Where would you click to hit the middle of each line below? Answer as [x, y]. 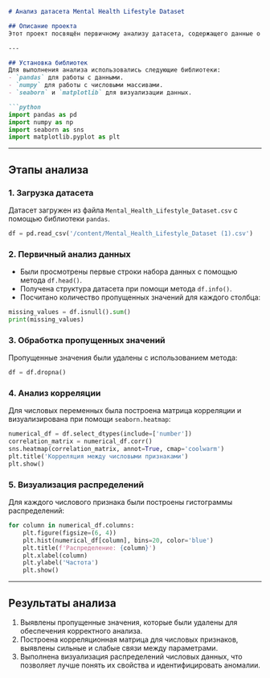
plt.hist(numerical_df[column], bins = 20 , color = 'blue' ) [119, 540]
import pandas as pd [43, 114]
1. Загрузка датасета [51, 192]
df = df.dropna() [37, 373]
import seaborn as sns [46, 130]
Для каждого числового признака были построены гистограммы [121, 502]
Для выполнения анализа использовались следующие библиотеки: [115, 70]
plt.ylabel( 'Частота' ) [61, 563]
